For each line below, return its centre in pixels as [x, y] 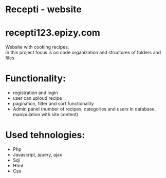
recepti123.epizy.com [53, 33]
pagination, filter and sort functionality [53, 104]
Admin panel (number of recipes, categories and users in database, [84, 109]
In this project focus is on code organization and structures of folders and [83, 53]
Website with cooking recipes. [37, 47]
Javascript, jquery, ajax [38, 155]
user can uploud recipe [37, 98]
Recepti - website [44, 9]
